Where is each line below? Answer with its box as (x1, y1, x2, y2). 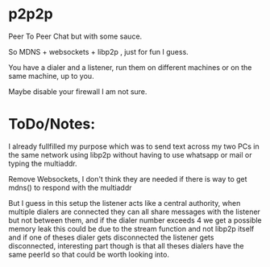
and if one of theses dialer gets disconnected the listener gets (8, 232, 214, 242)
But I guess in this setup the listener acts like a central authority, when (8, 198, 241, 207)
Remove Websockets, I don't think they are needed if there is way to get (8, 174, 247, 183)
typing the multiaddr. (8, 158, 77, 168)
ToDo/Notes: (8, 115, 96, 133)
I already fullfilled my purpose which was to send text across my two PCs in (8, 142, 260, 151)
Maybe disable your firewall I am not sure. (8, 86, 147, 97)
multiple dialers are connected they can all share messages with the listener (8, 207, 260, 216)
